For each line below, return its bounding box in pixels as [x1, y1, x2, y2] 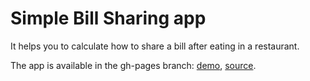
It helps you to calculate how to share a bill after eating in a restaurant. [10, 40, 300, 52]
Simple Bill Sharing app [10, 7, 207, 30]
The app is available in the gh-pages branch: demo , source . [10, 59, 257, 71]
